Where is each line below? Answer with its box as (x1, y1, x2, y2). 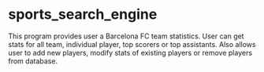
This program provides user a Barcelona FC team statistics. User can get (8, 31, 244, 41)
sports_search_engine (8, 5, 158, 23)
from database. (8, 56, 58, 66)
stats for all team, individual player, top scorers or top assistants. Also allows (8, 39, 256, 49)
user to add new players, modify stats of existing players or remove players (8, 48, 253, 57)
